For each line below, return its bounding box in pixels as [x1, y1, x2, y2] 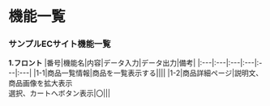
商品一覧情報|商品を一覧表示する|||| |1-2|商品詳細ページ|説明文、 [47, 68, 264, 78]
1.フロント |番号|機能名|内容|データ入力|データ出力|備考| [8, 58, 196, 68]
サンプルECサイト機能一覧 [8, 38, 111, 49]
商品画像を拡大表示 [8, 78, 73, 88]
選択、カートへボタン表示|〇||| [8, 88, 111, 98]
